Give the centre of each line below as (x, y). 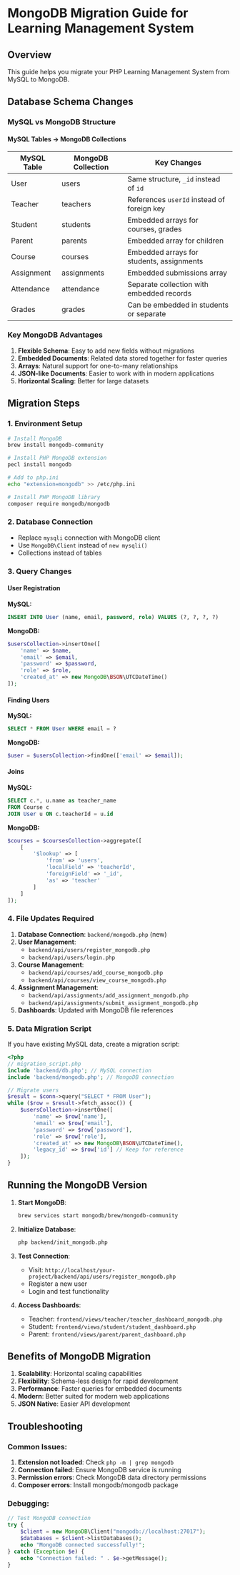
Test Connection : (44, 1256)
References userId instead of (176, 199)
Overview (30, 55)
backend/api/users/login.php (72, 957)
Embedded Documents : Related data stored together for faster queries (122, 358)
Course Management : (51, 965)
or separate (147, 313)
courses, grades (155, 228)
